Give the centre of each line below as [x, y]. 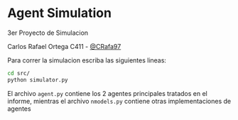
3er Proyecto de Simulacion [48, 33]
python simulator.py [38, 80]
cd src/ [19, 73]
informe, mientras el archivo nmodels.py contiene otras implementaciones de [119, 101]
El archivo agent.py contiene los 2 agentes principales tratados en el [107, 93]
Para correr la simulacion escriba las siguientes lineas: [87, 60]
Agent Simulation [60, 13]
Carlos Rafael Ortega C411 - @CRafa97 [64, 46]
